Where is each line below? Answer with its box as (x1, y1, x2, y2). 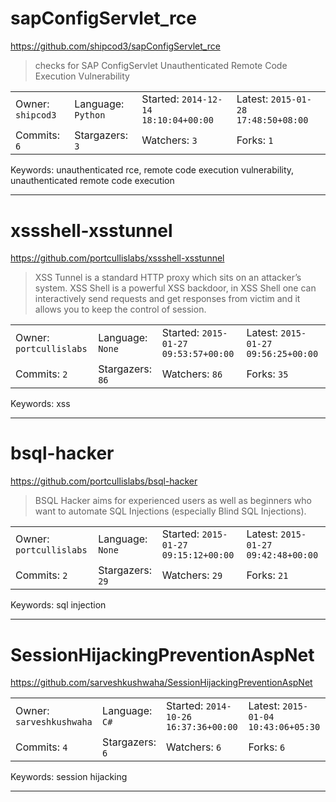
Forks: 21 (246, 568, 289, 582)
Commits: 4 (15, 740, 68, 754)
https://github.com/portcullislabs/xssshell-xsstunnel (10, 252, 225, 264)
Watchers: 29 (161, 568, 223, 582)
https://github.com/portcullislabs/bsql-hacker (10, 475, 198, 487)
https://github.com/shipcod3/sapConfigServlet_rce (10, 40, 221, 52)
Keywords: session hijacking (10, 770, 128, 782)
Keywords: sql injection (10, 599, 107, 611)
